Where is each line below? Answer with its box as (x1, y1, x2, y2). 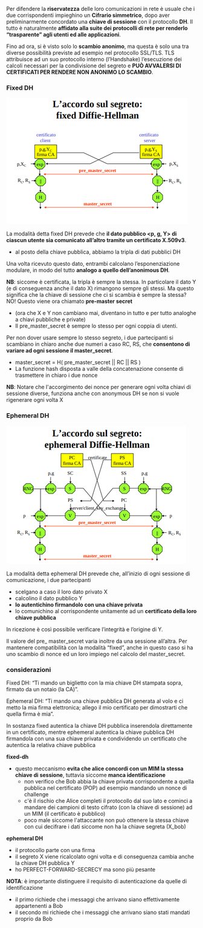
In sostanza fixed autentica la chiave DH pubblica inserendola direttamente (6, 722, 193, 729)
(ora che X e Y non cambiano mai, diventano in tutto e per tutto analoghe (14, 310, 196, 317)
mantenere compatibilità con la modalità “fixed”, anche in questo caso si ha (6, 643, 193, 651)
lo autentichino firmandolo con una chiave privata (14, 601, 143, 608)
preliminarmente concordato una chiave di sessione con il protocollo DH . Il (6, 18, 193, 25)
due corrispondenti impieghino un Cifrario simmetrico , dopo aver (6, 12, 170, 19)
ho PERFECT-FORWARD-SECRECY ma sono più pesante (14, 865, 156, 873)
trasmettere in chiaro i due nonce (14, 371, 98, 379)
